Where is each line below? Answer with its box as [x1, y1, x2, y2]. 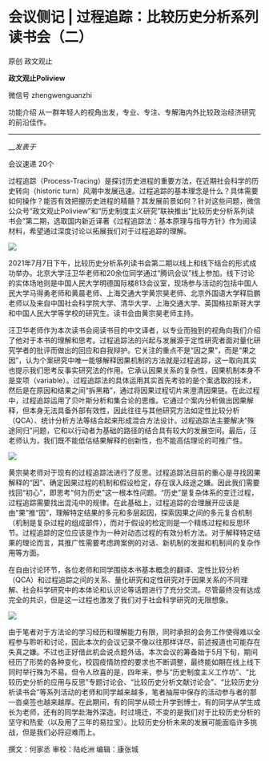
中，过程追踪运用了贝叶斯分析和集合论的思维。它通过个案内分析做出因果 [8, 395, 247, 405]
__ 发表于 [8, 142, 36, 152]
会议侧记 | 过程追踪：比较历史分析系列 [8, 8, 259, 26]
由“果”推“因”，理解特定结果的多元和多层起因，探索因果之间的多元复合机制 [8, 508, 252, 517]
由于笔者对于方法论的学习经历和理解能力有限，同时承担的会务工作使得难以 [8, 627, 254, 637]
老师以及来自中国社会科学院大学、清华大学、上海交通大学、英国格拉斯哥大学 [8, 298, 261, 308]
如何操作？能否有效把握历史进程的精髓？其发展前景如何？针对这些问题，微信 [8, 196, 261, 205]
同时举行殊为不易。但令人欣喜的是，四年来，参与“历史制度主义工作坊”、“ [8, 667, 250, 677]
